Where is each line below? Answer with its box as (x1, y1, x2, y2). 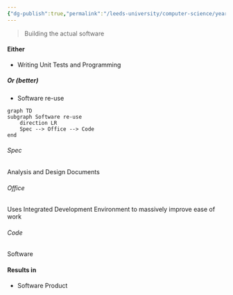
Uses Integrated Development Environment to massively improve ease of (7, 205, 216, 214)
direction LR (19, 119, 58, 126)
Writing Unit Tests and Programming (17, 60, 121, 69)
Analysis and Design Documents (7, 168, 101, 176)
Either (7, 45, 26, 53)
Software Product (17, 281, 68, 289)
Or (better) (7, 76, 39, 85)
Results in (7, 266, 37, 274)
